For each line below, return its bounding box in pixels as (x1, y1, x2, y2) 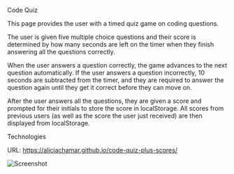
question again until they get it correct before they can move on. (7, 84, 192, 91)
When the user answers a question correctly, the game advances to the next (7, 61, 228, 69)
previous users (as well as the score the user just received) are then (7, 111, 203, 120)
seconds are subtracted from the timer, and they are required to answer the (7, 76, 224, 84)
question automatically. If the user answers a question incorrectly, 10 (7, 69, 205, 77)
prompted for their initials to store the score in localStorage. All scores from (7, 104, 224, 112)
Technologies (7, 132, 47, 141)
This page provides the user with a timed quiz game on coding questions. (7, 19, 219, 27)
